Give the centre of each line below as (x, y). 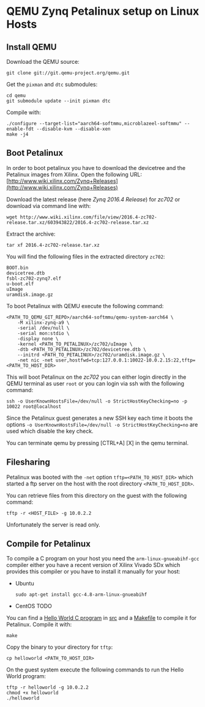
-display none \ (38, 339)
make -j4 (17, 134)
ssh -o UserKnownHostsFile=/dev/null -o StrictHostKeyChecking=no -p (97, 401)
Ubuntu (25, 584)
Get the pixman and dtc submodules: (52, 84)
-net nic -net (35, 360)
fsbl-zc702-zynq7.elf (34, 278)
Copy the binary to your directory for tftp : (60, 647)
